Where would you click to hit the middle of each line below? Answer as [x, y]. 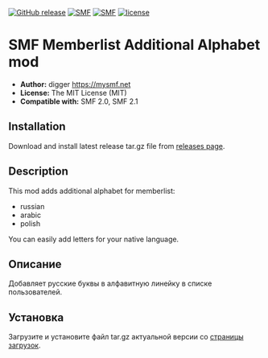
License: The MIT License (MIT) [73, 93]
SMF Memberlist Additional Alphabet [134, 45]
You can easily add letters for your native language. [94, 239]
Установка [36, 317]
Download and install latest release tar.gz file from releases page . [117, 146]
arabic [31, 215]
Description [38, 172]
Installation [37, 127]
